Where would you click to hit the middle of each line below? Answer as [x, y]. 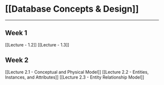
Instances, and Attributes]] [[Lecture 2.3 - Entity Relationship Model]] [75, 77]
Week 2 [17, 60]
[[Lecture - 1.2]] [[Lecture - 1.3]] [37, 44]
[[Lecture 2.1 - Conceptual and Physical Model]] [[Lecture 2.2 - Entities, [77, 72]
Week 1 [16, 33]
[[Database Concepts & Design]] [72, 9]
